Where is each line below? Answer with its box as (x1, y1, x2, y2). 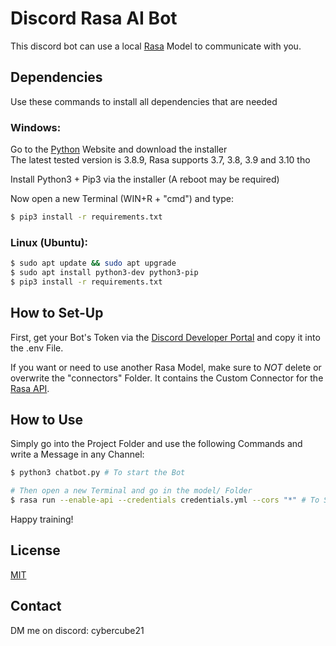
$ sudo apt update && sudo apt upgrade (10, 258, 177, 269)
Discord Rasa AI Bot (10, 7, 178, 30)
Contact (10, 598, 62, 615)
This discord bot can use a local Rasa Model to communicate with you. (10, 40, 302, 52)
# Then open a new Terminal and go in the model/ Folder (10, 486, 253, 496)
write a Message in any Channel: (10, 448, 145, 461)
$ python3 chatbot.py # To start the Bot (10, 468, 186, 478)
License (10, 542, 61, 559)
